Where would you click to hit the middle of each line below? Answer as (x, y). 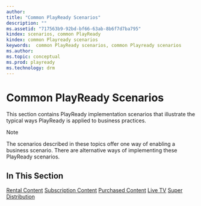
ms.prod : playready (31, 62)
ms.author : (20, 51)
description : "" (26, 23)
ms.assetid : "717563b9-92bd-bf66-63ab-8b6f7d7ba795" (74, 29)
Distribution (20, 197)
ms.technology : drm (31, 68)
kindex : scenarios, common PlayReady (54, 34)
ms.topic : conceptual (33, 57)
